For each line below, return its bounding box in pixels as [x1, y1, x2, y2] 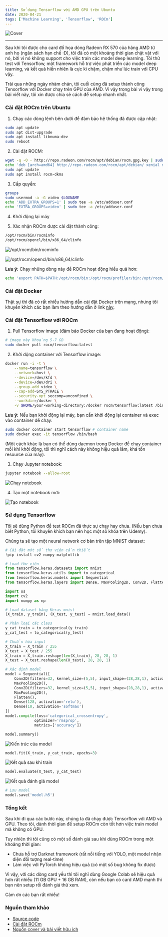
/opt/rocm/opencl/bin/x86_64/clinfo [5, 238, 81, 243]
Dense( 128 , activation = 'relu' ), [14, 699, 81, 704]
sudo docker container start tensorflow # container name [5, 427, 128, 432]
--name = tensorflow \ [14, 366, 57, 371]
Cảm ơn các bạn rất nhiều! [5, 891, 60, 898]
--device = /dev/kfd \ [14, 375, 57, 380]
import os [5, 589, 26, 594]
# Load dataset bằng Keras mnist [5, 607, 75, 612]
